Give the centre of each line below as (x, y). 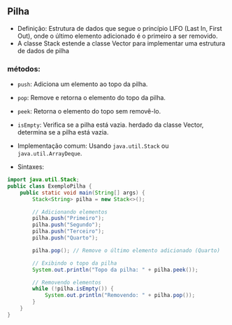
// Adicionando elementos (70, 212)
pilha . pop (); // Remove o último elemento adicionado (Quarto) (126, 250)
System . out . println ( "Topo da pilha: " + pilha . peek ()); (115, 270)
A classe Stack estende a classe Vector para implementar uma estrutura (121, 43)
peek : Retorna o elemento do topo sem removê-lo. (89, 111)
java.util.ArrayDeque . (50, 153)
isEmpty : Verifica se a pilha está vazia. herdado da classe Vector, (110, 125)
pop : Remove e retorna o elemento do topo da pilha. (92, 98)
